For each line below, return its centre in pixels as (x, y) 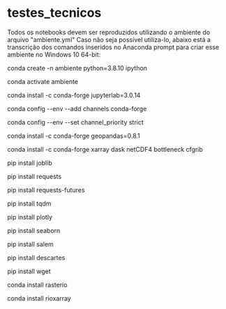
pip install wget (29, 271)
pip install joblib (30, 163)
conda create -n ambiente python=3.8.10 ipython (77, 68)
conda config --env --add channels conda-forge (77, 108)
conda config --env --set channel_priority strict (76, 122)
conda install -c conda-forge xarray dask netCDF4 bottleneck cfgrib (105, 149)
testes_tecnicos (54, 13)
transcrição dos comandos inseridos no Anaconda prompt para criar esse (113, 47)
